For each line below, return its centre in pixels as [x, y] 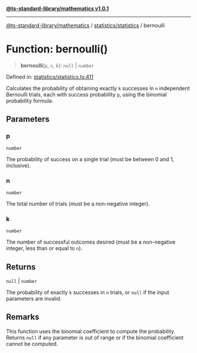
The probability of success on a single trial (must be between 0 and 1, [90, 159]
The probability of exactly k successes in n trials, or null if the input [88, 292]
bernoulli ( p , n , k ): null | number [57, 65]
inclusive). [18, 165]
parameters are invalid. [34, 299]
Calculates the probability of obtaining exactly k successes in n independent [98, 88]
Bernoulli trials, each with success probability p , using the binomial [86, 94]
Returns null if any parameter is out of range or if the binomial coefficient [95, 337]
